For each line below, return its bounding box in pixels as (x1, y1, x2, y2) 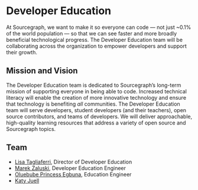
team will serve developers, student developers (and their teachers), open (6, 106, 187, 113)
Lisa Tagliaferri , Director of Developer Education (14, 158, 132, 165)
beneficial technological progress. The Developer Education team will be (6, 36, 183, 43)
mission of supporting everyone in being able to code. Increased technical (6, 87, 187, 95)
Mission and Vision (6, 66, 78, 76)
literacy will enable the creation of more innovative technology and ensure (6, 94, 187, 101)
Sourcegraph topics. (6, 125, 56, 132)
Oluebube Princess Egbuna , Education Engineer (14, 171, 132, 178)
